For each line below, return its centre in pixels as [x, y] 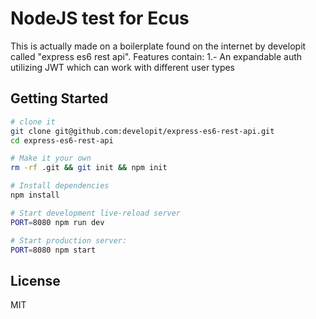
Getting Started [59, 98]
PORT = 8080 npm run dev [57, 222]
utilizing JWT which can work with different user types [123, 67]
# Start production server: [69, 240]
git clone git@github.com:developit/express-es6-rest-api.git [142, 131]
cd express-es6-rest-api [62, 140]
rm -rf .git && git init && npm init [89, 168]
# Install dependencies [60, 186]
